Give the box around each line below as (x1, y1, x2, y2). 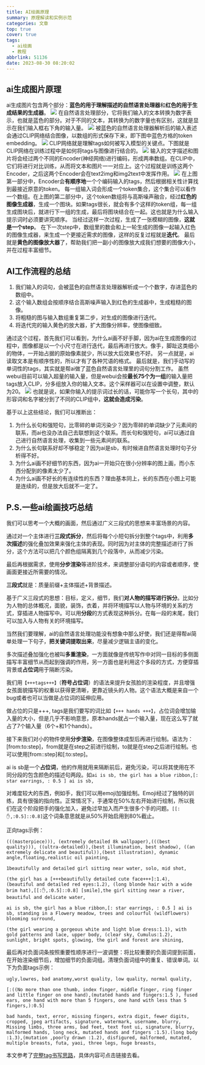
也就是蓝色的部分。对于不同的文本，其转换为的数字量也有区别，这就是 (16, 117, 193, 124)
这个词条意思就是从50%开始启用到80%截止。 (42, 812, 157, 820)
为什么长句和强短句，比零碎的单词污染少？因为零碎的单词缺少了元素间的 (15, 422, 197, 429)
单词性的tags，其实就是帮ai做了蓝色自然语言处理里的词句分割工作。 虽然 (6, 365, 189, 372)
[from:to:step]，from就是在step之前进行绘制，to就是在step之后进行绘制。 (6, 743, 192, 750)
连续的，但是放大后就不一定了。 (20, 483, 101, 490)
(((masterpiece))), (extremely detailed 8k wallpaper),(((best (6, 839, 171, 845)
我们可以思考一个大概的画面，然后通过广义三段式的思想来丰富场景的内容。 (6, 519, 193, 527)
